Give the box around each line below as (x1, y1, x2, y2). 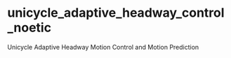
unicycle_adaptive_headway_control (7, 5, 225, 21)
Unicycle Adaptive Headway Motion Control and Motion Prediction (7, 43, 199, 51)
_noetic (7, 20, 51, 36)
